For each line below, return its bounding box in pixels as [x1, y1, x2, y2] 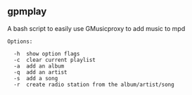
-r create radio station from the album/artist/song [13, 81, 174, 88]
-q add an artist [13, 68, 68, 76]
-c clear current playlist [13, 56, 96, 63]
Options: [7, 38, 33, 45]
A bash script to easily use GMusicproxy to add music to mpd [7, 24, 186, 32]
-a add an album [13, 63, 65, 70]
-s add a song [13, 75, 58, 82]
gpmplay [7, 6, 47, 18]
